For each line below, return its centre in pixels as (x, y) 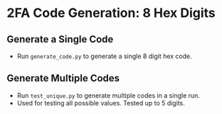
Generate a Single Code (60, 39)
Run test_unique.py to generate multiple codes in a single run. (109, 95)
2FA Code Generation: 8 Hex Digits (111, 13)
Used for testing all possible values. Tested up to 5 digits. (101, 103)
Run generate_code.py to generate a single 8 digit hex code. (105, 56)
